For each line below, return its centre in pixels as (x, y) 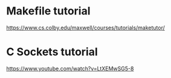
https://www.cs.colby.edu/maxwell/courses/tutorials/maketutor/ (85, 28)
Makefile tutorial (48, 11)
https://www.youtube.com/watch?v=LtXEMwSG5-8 (70, 68)
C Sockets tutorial (52, 52)
